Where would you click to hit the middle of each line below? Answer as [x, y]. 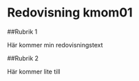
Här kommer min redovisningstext [55, 45]
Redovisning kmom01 [70, 13]
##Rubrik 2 [23, 58]
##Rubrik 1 [22, 32]
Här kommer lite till [34, 71]
